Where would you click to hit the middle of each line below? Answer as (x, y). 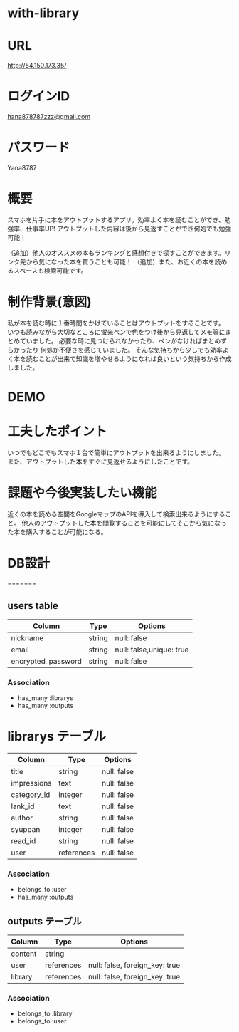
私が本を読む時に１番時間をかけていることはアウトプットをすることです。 (116, 323)
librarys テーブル (57, 737)
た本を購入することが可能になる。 (57, 531)
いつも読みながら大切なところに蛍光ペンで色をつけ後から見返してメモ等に (116, 332)
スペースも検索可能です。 (50, 270)
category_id (31, 794)
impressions (31, 783)
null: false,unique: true (152, 650)
